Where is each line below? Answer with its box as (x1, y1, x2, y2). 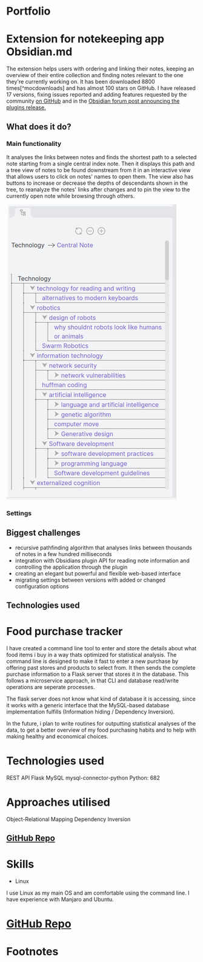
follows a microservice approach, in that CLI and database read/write (6, 676, 179, 684)
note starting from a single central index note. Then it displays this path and (6, 160, 195, 167)
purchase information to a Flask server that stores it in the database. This (6, 670, 189, 678)
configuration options (15, 582, 69, 590)
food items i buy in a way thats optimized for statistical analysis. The (6, 651, 177, 658)
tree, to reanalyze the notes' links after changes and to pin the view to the (6, 185, 190, 193)
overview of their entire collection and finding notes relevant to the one (6, 72, 184, 79)
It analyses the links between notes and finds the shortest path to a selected (6, 153, 197, 160)
